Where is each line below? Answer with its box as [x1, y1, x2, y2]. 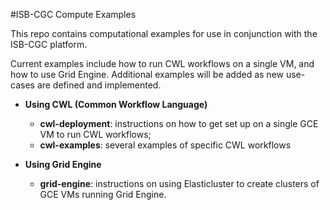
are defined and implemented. [36, 79, 162, 91]
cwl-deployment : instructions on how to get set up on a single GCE [39, 118, 319, 129]
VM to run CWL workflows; [39, 129, 152, 140]
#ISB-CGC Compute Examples [10, 9, 137, 20]
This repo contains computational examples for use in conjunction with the [10, 28, 318, 39]
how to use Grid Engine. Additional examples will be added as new [10, 69, 285, 80]
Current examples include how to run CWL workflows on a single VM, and [10, 58, 315, 69]
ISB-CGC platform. [10, 39, 88, 50]
